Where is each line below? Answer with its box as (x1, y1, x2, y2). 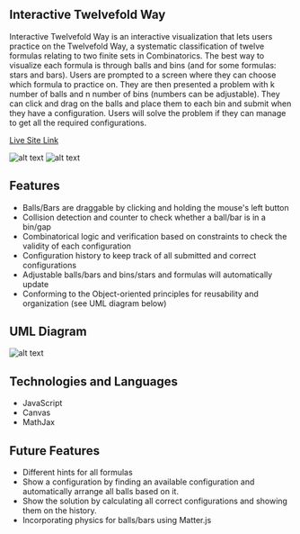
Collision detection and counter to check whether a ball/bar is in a (22, 212, 267, 222)
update (22, 278, 49, 289)
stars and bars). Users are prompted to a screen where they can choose (9, 69, 277, 80)
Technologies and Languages (9, 374, 178, 389)
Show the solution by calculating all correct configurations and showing (22, 495, 287, 507)
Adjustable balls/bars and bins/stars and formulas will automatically (22, 269, 273, 280)
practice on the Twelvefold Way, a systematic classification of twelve (9, 41, 265, 51)
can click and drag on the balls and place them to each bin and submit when (9, 98, 292, 109)
